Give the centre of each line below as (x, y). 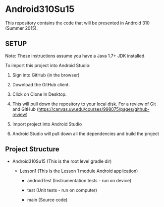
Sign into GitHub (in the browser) (46, 75)
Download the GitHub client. (41, 84)
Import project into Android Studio (47, 124)
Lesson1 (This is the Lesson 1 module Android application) (79, 171)
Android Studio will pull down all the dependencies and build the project (86, 134)
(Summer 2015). (22, 28)
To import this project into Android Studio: (48, 65)
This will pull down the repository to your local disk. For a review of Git (84, 104)
